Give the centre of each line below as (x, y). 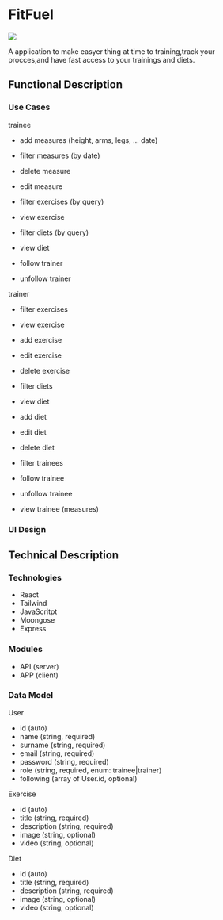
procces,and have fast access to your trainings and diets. (102, 59)
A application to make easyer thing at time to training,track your (111, 51)
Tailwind (33, 604)
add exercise (41, 339)
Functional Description (66, 85)
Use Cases (29, 107)
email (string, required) (57, 753)
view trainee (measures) (59, 508)
